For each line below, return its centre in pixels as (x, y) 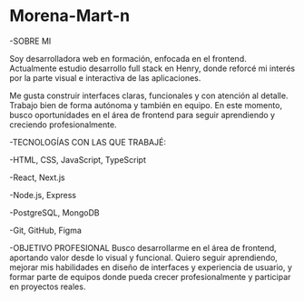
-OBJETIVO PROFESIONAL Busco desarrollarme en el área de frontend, (143, 247)
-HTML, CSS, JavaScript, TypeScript (78, 159)
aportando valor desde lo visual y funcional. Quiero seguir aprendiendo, (144, 257)
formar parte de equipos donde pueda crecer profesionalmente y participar (150, 276)
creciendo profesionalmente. (63, 125)
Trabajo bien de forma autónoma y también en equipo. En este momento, (146, 105)
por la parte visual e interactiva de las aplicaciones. (105, 77)
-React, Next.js (37, 177)
